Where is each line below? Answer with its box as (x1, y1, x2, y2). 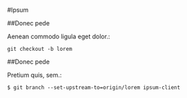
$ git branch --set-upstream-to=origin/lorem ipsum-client (7, 84, 181, 91)
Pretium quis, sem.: (7, 71, 62, 79)
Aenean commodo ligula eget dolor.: (7, 32, 110, 40)
